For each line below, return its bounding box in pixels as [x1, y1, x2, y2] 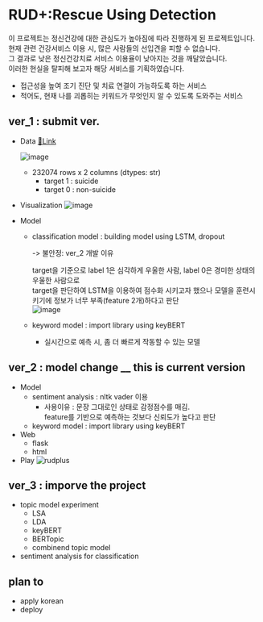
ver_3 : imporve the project [8, 478, 146, 492]
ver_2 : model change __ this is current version [8, 361, 246, 374]
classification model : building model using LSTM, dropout [31, 232, 225, 241]
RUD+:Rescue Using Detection [8, 6, 217, 24]
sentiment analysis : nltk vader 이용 [31, 391, 149, 401]
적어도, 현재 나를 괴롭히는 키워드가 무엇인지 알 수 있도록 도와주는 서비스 [19, 90, 244, 100]
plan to [8, 574, 44, 588]
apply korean [19, 596, 64, 606]
